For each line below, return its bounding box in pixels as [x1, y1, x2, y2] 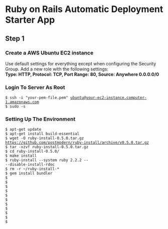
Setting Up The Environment [5, 116, 76, 123]
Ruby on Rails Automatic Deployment [5, 4, 163, 15]
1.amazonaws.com [5, 99, 39, 105]
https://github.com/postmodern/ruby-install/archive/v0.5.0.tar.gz [5, 140, 149, 145]
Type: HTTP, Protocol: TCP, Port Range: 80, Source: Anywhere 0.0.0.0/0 [5, 71, 159, 77]
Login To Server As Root [5, 84, 65, 91]
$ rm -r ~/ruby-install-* [5, 167, 59, 172]
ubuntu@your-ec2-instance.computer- [70, 95, 147, 100]
